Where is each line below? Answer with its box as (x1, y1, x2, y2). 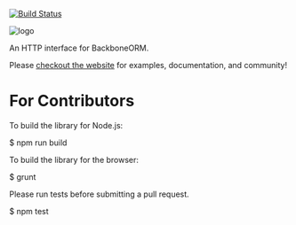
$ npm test (9, 206, 49, 216)
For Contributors (9, 91, 135, 111)
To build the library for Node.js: (9, 120, 124, 130)
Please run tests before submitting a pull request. (9, 189, 189, 199)
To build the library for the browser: (9, 154, 140, 165)
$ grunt (9, 171, 36, 182)
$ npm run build (9, 137, 68, 148)
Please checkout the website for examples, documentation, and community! (9, 60, 287, 70)
